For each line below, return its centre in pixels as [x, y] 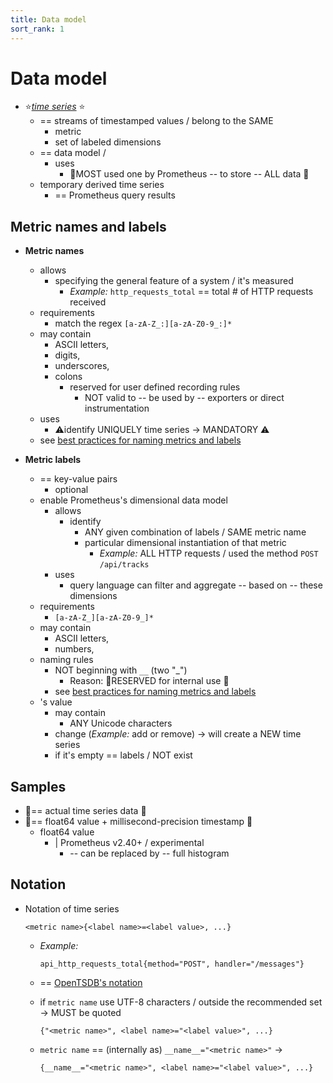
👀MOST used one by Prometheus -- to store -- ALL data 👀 [189, 174]
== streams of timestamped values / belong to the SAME [156, 121]
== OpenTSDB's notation [91, 982]
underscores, [82, 366]
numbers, [74, 649]
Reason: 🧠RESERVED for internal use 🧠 [149, 681]
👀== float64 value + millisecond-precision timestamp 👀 [138, 822]
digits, [67, 355]
